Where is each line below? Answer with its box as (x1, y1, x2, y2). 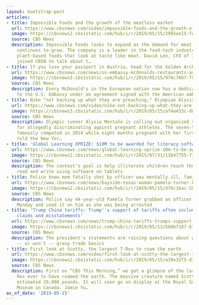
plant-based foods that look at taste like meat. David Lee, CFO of (17, 53, 190, 59)
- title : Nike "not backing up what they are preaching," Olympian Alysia (6, 97, 195, 103)
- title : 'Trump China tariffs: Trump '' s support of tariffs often (6, 207, 176, 214)
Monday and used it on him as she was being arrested (17, 202, 152, 208)
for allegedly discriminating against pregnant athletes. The (17, 125, 174, 131)
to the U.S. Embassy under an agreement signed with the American (17, 91, 184, 97)
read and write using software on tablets (17, 169, 123, 175)
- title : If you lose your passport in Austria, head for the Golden (6, 63, 182, 70)
